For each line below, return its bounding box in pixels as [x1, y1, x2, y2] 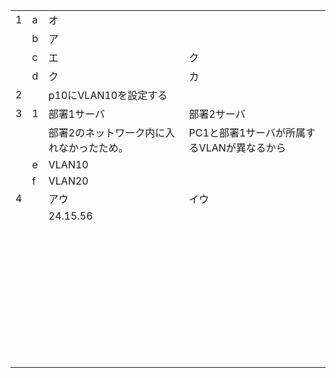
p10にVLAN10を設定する [48, 89, 168, 102]
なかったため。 [58, 141, 129, 154]
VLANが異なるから [198, 141, 287, 154]
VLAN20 [48, 174, 89, 188]
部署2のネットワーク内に [48, 126, 166, 139]
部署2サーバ [188, 107, 246, 121]
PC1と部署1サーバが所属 [188, 126, 307, 139]
